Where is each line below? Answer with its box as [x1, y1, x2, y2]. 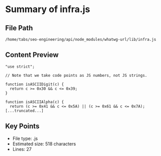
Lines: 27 [12, 146, 32, 152]
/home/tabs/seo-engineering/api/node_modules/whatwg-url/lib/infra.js [5, 37, 156, 42]
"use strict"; [5, 64, 35, 69]
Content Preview [5, 50, 59, 59]
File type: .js [12, 135, 38, 141]
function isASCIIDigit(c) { [5, 82, 64, 87]
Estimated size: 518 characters [12, 140, 76, 147]
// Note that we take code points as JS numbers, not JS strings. [5, 73, 147, 78]
